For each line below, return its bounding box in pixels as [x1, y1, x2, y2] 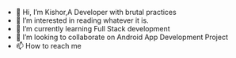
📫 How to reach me [15, 42, 82, 50]
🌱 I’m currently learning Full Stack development [15, 24, 170, 33]
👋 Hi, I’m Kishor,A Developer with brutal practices [15, 8, 177, 16]
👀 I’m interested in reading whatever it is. [15, 16, 149, 25]
